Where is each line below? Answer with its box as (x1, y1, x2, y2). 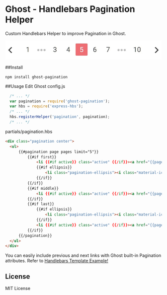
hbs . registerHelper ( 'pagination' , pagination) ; (9, 114, 110, 120)
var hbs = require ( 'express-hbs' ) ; (9, 104, 83, 109)
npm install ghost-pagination (5, 74, 68, 79)
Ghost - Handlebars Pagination (5, 3, 135, 15)
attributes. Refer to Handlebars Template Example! (5, 258, 108, 264)
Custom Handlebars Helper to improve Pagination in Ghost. (5, 30, 126, 36)
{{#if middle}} (27, 186, 59, 191)
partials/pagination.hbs (5, 128, 53, 135)
